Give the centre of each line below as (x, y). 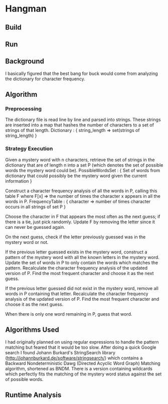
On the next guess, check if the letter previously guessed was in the (75, 237)
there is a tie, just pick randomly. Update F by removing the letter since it (80, 222)
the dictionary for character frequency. (45, 79)
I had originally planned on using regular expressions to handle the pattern (82, 342)
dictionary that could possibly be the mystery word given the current (76, 176)
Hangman (26, 9)
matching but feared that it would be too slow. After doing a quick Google (81, 347)
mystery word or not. (27, 242)
